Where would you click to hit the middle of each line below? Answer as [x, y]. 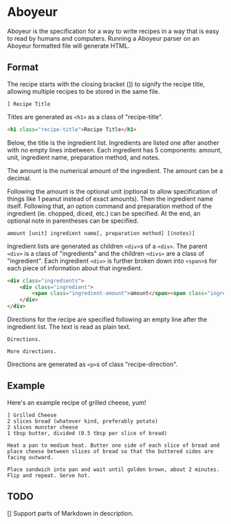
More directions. [32, 352]
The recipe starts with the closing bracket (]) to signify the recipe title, [106, 84]
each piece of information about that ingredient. [75, 268]
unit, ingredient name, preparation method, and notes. [84, 157]
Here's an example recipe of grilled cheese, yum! [77, 402]
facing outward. [30, 457]
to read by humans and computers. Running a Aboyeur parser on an [103, 38]
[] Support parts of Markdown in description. [70, 513]
